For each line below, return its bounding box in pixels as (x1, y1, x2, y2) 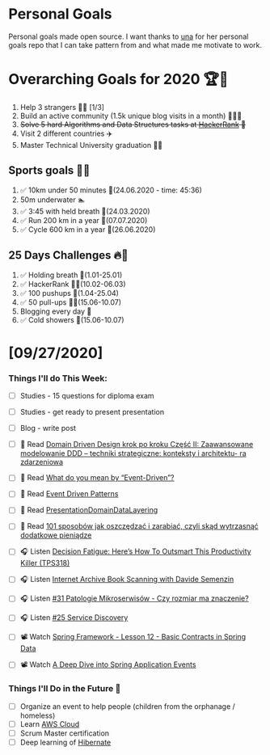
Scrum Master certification (19, 728, 110, 738)
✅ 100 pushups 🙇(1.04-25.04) (19, 288, 120, 297)
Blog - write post (19, 424, 77, 433)
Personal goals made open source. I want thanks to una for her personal (8, 32, 249, 41)
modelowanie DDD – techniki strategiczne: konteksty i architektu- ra (19, 449, 247, 458)
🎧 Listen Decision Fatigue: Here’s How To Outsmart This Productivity (19, 546, 252, 556)
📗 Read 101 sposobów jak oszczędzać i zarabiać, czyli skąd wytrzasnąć (19, 521, 259, 531)
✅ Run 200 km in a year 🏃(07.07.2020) (19, 215, 148, 225)
